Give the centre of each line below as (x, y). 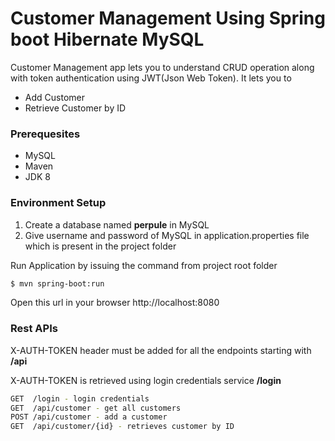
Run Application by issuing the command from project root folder (144, 265)
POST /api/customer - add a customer (89, 417)
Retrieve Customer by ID (75, 108)
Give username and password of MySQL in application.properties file (167, 235)
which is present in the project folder (100, 246)
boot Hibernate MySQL (107, 39)
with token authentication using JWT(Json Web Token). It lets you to (151, 78)
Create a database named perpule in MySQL (117, 224)
